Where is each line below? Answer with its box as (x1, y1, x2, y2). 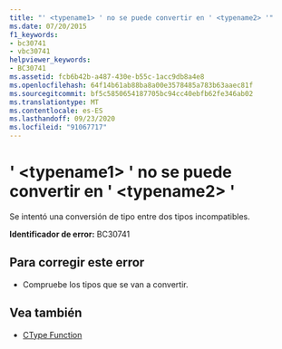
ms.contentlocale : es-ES (9, 106, 103, 115)
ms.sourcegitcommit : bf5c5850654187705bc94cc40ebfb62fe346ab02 (9, 89, 254, 98)
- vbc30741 (9, 47, 51, 56)
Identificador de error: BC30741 (9, 228, 131, 239)
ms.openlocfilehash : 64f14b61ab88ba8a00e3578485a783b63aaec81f (9, 81, 254, 90)
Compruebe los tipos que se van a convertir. (22, 278, 189, 290)
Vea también (9, 305, 83, 321)
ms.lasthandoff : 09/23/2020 (9, 114, 116, 123)
